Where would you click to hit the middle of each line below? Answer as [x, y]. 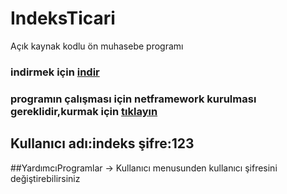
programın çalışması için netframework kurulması [133, 99]
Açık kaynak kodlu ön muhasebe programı [97, 46]
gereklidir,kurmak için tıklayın [84, 111]
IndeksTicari [63, 18]
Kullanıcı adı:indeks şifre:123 [102, 143]
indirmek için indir [55, 72]
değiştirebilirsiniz [45, 178]
